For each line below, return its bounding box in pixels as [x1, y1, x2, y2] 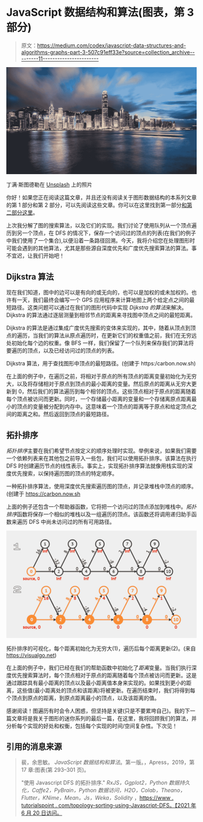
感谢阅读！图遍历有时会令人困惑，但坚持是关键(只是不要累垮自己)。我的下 [6, 707, 190, 714]
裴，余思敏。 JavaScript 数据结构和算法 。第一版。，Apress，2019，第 [21, 758, 195, 766]
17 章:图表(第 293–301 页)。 [21, 766, 89, 774]
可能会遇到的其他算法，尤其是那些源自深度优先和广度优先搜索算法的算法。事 [6, 244, 197, 252]
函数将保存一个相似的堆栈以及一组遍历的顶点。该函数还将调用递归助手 [17, 510, 192, 518]
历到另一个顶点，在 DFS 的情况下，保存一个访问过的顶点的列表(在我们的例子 [6, 229, 196, 236]
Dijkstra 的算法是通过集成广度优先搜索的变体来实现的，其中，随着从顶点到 [6, 324, 191, 331]
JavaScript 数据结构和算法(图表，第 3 [6, 5, 195, 19]
